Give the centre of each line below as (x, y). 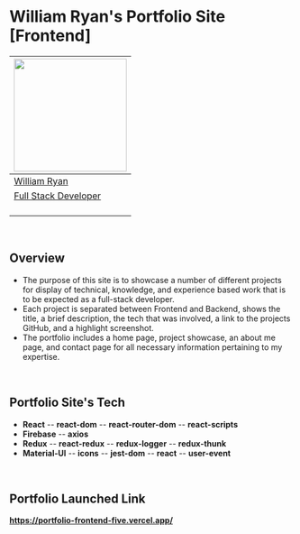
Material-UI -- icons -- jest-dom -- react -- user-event (127, 453)
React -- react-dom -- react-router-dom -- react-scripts (130, 424)
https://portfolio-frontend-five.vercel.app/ (91, 520)
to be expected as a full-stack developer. (98, 299)
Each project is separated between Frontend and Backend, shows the (151, 308)
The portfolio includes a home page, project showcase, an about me (149, 337)
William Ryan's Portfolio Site (118, 17)
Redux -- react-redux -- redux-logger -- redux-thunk (124, 443)
